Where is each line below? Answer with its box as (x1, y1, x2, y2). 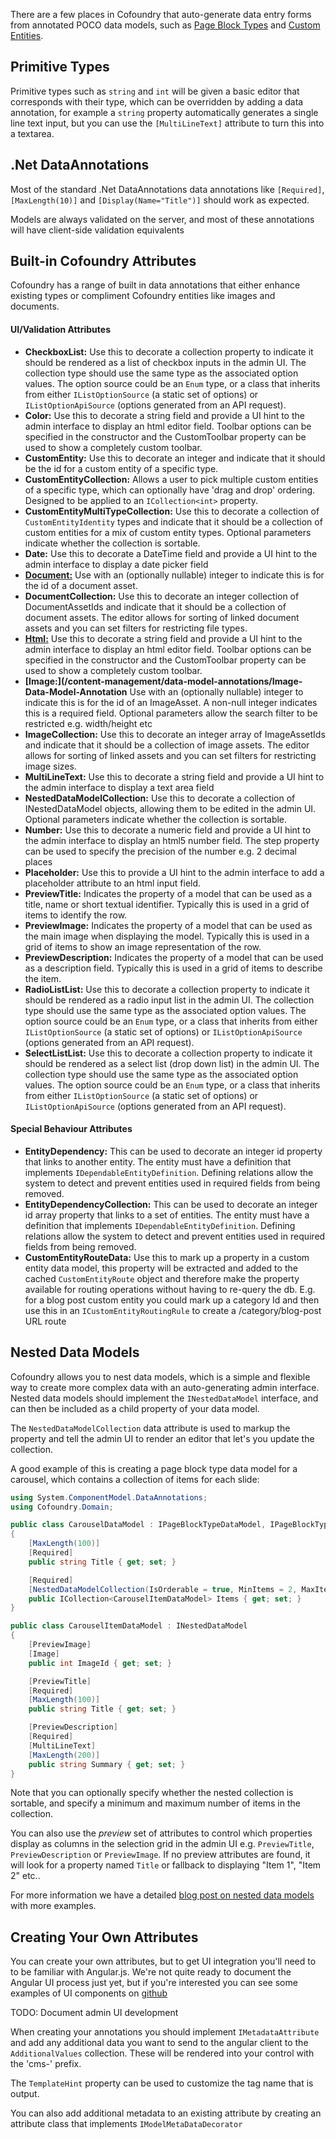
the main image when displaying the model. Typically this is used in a (24, 930, 310, 942)
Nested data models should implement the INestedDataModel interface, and (10, 1392, 319, 1404)
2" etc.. (10, 1870, 41, 1882)
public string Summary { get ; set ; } (28, 1759, 186, 1769)
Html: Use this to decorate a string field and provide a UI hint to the (24, 632, 303, 644)
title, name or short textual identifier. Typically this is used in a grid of (24, 898, 310, 910)
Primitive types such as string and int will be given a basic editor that (10, 85, 300, 97)
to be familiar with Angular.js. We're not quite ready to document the (10, 1966, 292, 1978)
